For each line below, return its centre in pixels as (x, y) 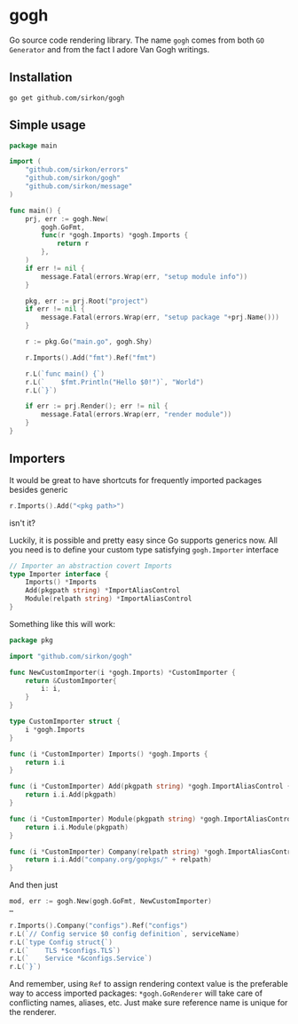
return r (73, 244)
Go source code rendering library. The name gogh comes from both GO (137, 40)
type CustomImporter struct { (65, 721)
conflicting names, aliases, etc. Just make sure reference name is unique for (149, 1003)
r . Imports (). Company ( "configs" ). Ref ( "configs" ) (99, 925)
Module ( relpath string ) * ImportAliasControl (109, 599)
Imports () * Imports (61, 583)
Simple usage (47, 125)
